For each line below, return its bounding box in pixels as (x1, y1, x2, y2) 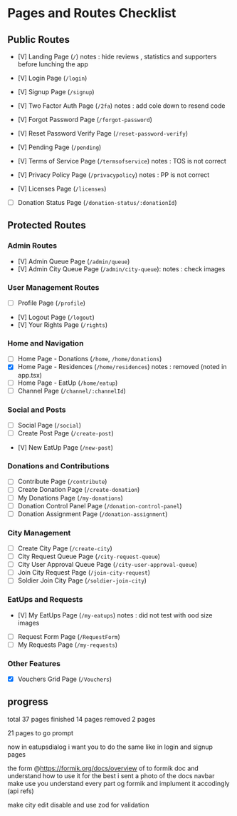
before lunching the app (17, 60, 89, 69)
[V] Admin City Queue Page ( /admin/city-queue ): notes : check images (17, 264, 226, 273)
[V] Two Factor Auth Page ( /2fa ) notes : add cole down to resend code (17, 101, 226, 110)
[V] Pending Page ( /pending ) (17, 143, 102, 151)
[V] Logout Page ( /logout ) (17, 313, 95, 322)
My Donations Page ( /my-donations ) (17, 493, 123, 502)
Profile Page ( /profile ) (17, 298, 86, 308)
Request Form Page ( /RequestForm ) (17, 632, 121, 640)
